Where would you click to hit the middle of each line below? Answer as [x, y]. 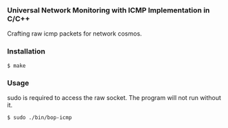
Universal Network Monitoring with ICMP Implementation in [109, 10]
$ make [16, 66]
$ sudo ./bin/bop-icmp [39, 117]
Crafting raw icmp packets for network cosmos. [75, 34]
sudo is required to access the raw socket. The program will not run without [114, 97]
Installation [26, 51]
